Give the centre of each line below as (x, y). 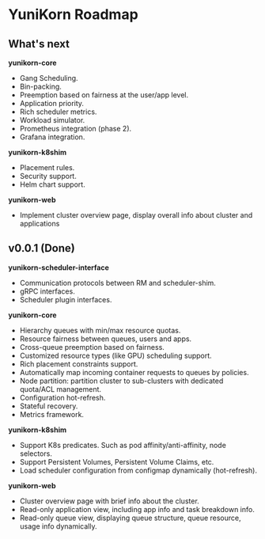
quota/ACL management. (60, 389)
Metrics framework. (52, 414)
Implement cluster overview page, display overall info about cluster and (136, 215)
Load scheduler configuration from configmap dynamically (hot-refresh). (138, 470)
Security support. (48, 176)
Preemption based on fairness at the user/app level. (104, 95)
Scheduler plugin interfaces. (66, 299)
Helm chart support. (52, 184)
